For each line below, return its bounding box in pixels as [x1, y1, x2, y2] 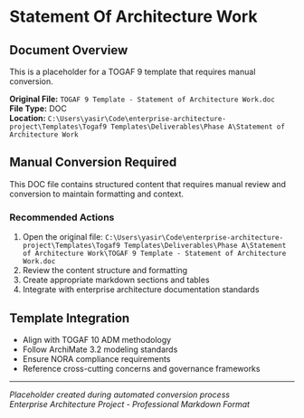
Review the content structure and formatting [22, 265, 188, 276]
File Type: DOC [9, 103, 68, 114]
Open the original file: [22, 232, 104, 242]
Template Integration [9, 310, 130, 326]
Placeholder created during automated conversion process [9, 389, 231, 400]
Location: [9, 113, 46, 123]
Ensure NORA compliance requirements [22, 353, 171, 364]
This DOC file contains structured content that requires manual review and [9, 178, 287, 189]
